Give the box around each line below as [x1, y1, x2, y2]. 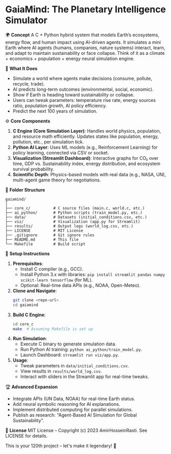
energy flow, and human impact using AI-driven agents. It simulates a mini [5, 39, 161, 45]
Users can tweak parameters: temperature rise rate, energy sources [12, 97, 156, 103]
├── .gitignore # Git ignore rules [5, 232, 95, 238]
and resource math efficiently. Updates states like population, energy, [12, 133, 159, 139]
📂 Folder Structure [5, 187, 45, 193]
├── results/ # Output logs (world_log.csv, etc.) [5, 223, 134, 229]
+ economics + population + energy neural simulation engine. [5, 55, 135, 61]
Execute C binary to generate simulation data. [20, 341, 116, 347]
